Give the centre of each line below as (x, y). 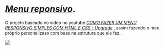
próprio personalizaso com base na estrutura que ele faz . (64, 33)
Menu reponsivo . (40, 9)
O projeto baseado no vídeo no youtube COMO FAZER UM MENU (71, 23)
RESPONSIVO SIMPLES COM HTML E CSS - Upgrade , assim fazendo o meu (82, 27)
